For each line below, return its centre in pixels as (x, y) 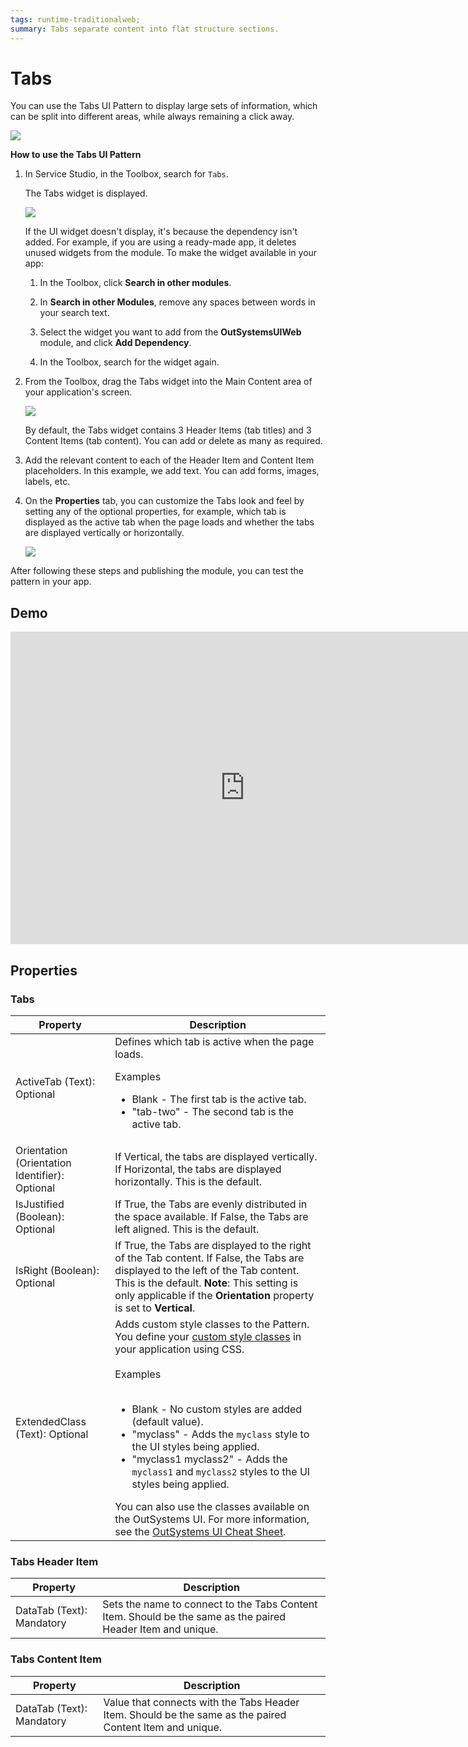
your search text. (74, 313)
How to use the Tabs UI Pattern (76, 155)
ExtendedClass (51, 1421)
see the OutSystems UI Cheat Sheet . (200, 1531)
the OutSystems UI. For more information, (212, 1519)
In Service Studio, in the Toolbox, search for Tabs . (126, 174)
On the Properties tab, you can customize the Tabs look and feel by (164, 501)
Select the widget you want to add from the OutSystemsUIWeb (170, 332)
